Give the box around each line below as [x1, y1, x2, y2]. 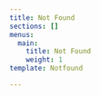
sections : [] [9, 22, 59, 31]
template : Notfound [9, 64, 84, 73]
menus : [9, 30, 35, 39]
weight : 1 [25, 55, 64, 64]
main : [17, 38, 39, 48]
